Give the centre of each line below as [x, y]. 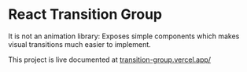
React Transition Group [85, 14]
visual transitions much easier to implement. [79, 44]
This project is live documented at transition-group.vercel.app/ [109, 59]
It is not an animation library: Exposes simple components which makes [124, 36]
